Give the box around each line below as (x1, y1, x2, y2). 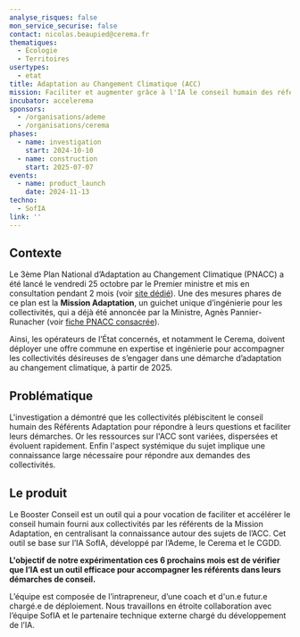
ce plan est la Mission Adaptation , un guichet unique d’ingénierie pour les (9, 298, 283, 308)
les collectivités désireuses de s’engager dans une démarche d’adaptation (9, 353, 282, 364)
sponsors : (9, 105, 46, 113)
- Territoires (17, 54, 70, 63)
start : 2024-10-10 (25, 146, 94, 155)
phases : (9, 130, 38, 138)
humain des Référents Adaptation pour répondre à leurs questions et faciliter (9, 422, 291, 432)
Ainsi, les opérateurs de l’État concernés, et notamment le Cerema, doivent (9, 334, 286, 345)
